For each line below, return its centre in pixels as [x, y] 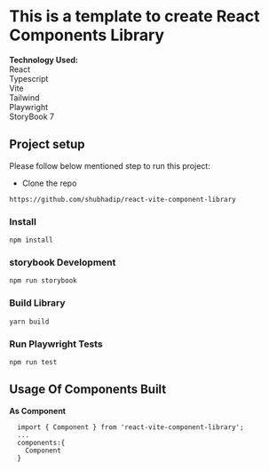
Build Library [37, 303]
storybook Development [63, 262]
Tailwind [24, 97]
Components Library [87, 35]
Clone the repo [49, 183]
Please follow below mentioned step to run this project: [110, 165]
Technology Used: [44, 60]
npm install [31, 240]
